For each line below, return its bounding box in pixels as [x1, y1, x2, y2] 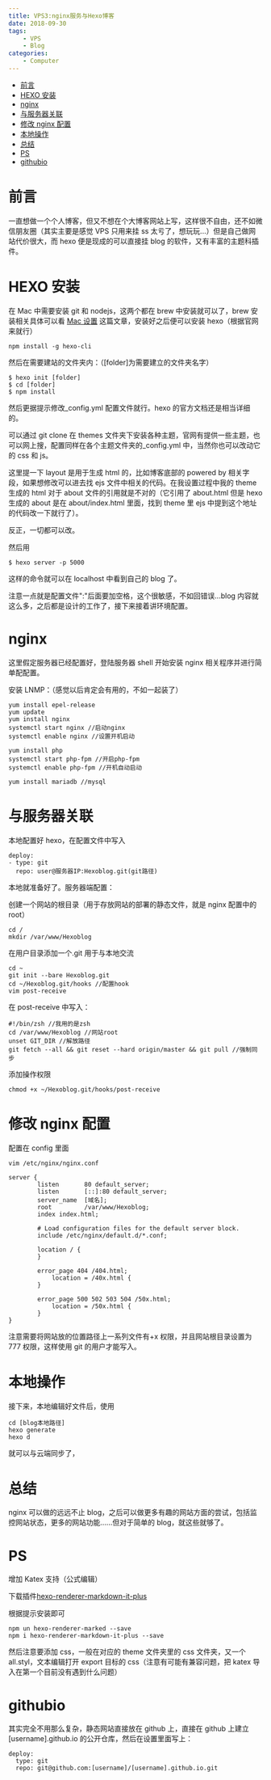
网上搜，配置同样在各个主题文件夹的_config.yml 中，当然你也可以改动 [22, 440, 254, 449]
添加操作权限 [8, 1069, 51, 1079]
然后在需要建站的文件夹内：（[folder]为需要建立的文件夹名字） [8, 357, 214, 367]
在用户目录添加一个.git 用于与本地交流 [8, 947, 135, 958]
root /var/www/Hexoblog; [37, 1203, 150, 1211]
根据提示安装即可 [8, 1609, 65, 1618]
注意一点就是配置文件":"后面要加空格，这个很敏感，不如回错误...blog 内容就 [8, 591, 260, 601]
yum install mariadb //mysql [8, 778, 106, 786]
